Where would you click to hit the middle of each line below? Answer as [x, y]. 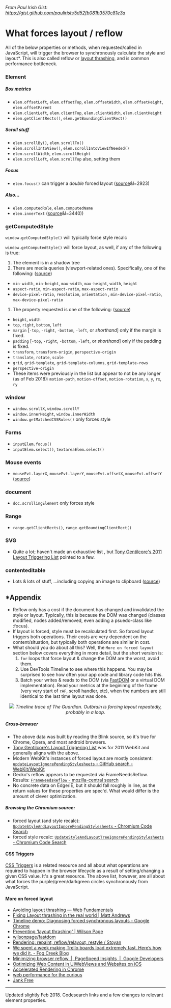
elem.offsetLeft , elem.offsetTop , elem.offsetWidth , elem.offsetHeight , [88, 102]
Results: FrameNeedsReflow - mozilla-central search [65, 780]
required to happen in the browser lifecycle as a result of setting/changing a [85, 871]
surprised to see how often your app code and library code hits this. [91, 674]
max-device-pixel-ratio [38, 300]
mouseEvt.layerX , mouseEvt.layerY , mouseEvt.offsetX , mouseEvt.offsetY [87, 473]
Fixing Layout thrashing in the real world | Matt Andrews [72, 915]
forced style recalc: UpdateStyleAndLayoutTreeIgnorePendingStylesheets [88, 837]
